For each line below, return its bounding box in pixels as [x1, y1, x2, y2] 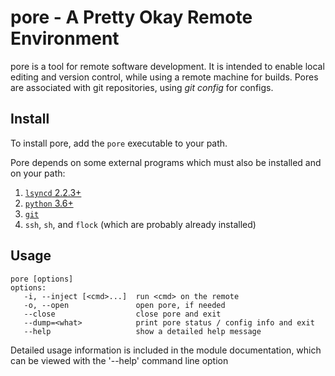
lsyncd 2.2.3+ [24, 186, 82, 198]
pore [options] [10, 274, 74, 284]
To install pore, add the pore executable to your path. [10, 137, 228, 149]
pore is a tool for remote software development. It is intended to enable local [10, 60, 325, 72]
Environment [10, 27, 120, 50]
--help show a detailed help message [23, 326, 262, 336]
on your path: [10, 167, 66, 179]
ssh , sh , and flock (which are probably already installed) [24, 218, 257, 230]
